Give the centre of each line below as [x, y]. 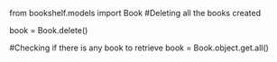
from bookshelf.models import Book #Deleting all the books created [135, 13]
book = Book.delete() [49, 30]
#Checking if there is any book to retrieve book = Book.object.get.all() [139, 48]
